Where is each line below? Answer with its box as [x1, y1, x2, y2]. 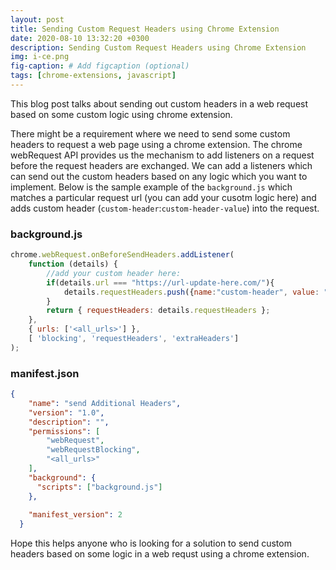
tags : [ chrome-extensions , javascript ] [10, 71, 177, 81]
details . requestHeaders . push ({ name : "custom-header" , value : [63, 287, 320, 297]
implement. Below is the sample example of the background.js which [10, 181, 293, 193]
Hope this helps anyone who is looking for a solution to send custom [10, 537, 292, 550]
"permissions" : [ [28, 426, 101, 436]
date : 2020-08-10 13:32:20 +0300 [10, 33, 150, 43]
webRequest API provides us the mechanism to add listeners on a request [10, 149, 315, 161]
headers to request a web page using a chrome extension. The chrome [10, 138, 303, 150]
